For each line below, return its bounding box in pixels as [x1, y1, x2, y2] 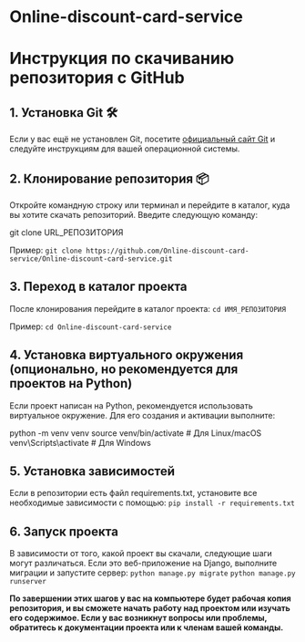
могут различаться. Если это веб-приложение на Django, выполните [9, 558, 278, 569]
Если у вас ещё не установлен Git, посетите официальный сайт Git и [9, 134, 276, 145]
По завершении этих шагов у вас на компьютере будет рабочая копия [9, 593, 291, 604]
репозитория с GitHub [9, 67, 185, 88]
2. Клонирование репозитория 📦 [9, 171, 209, 186]
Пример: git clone [9, 244, 83, 255]
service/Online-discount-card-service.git [9, 254, 173, 264]
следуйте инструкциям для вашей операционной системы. [9, 143, 240, 154]
